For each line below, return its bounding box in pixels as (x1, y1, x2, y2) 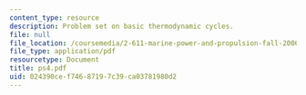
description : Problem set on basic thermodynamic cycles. (9, 22, 234, 31)
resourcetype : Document (9, 55, 100, 64)
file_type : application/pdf (9, 47, 117, 56)
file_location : (9, 38, 67, 48)
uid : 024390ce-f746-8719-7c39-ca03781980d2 (9, 72, 178, 81)
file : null (9, 30, 51, 39)
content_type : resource (9, 13, 100, 23)
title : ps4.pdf (9, 64, 67, 73)
